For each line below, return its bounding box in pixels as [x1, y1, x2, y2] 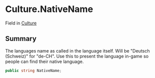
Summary [5, 34, 37, 43]
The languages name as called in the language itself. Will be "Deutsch [5, 47, 150, 53]
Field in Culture [5, 20, 37, 26]
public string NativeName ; [5, 68, 62, 73]
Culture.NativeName [5, 3, 93, 15]
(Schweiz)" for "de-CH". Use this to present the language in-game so [5, 53, 149, 59]
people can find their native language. [5, 58, 84, 64]
